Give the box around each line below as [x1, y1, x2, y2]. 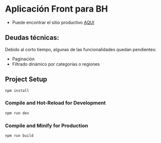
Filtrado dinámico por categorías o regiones [12, 61, 100, 67]
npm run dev [5, 110, 29, 115]
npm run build [5, 133, 34, 138]
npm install [5, 88, 29, 93]
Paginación [12, 56, 35, 62]
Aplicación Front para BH [5, 3, 108, 15]
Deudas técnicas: [5, 34, 59, 42]
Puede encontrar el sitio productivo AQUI [12, 19, 95, 25]
